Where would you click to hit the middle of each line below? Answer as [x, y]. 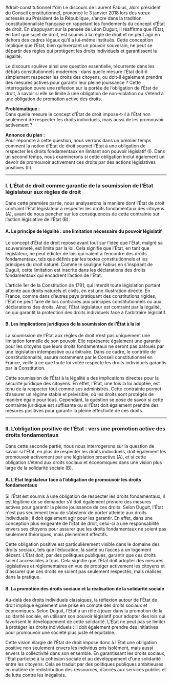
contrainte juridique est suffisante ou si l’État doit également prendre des [82, 405]
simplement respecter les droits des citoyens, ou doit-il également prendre [84, 77]
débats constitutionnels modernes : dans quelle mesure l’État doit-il [76, 72]
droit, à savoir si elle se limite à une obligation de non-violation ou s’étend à [84, 93]
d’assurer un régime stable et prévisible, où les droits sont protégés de [80, 394]
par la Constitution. [25, 368]
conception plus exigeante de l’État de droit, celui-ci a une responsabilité [82, 523]
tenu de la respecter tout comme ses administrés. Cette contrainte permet [83, 389]
